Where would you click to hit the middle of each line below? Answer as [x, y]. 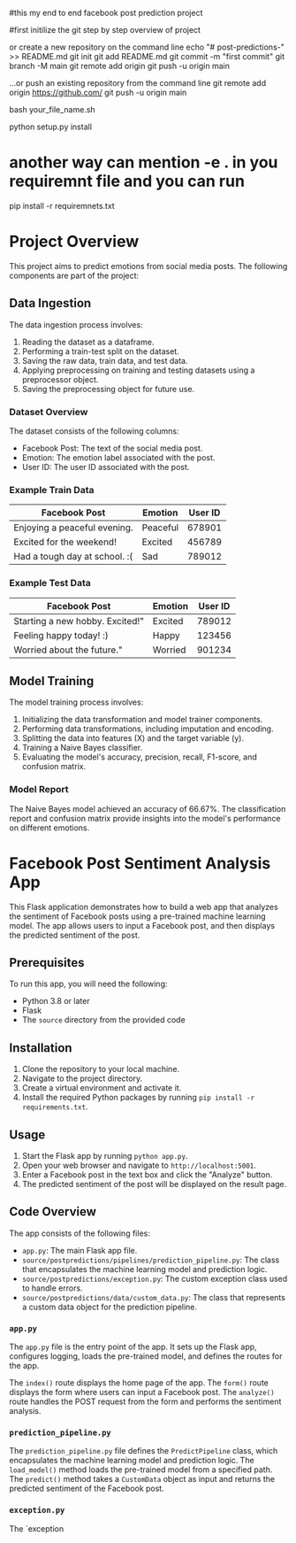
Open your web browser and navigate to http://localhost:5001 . [139, 1165]
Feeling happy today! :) [61, 635]
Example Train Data [52, 490]
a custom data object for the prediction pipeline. [109, 1307]
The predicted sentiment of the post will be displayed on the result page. [154, 1184]
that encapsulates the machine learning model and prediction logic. [144, 1269]
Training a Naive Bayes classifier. [82, 748]
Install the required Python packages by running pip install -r [138, 1098]
